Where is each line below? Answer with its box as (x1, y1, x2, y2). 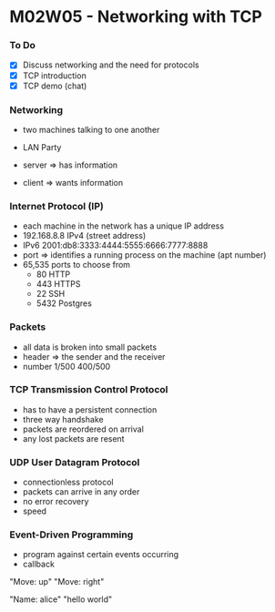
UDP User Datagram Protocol (9, 455, 140, 468)
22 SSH (36, 289, 66, 300)
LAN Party (22, 141, 62, 152)
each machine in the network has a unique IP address (22, 220, 225, 231)
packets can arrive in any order (22, 486, 140, 497)
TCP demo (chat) (22, 80, 87, 91)
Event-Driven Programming (9, 528, 134, 541)
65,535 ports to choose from (22, 260, 130, 270)
